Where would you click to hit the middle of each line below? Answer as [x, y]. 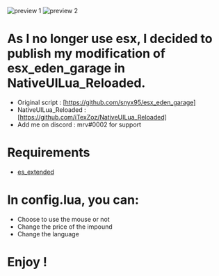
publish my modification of [86, 54]
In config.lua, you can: [73, 200]
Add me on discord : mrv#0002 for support [79, 124]
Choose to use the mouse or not [63, 219]
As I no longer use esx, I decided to [110, 39]
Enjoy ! [27, 262]
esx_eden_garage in [66, 68]
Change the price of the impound [65, 227]
